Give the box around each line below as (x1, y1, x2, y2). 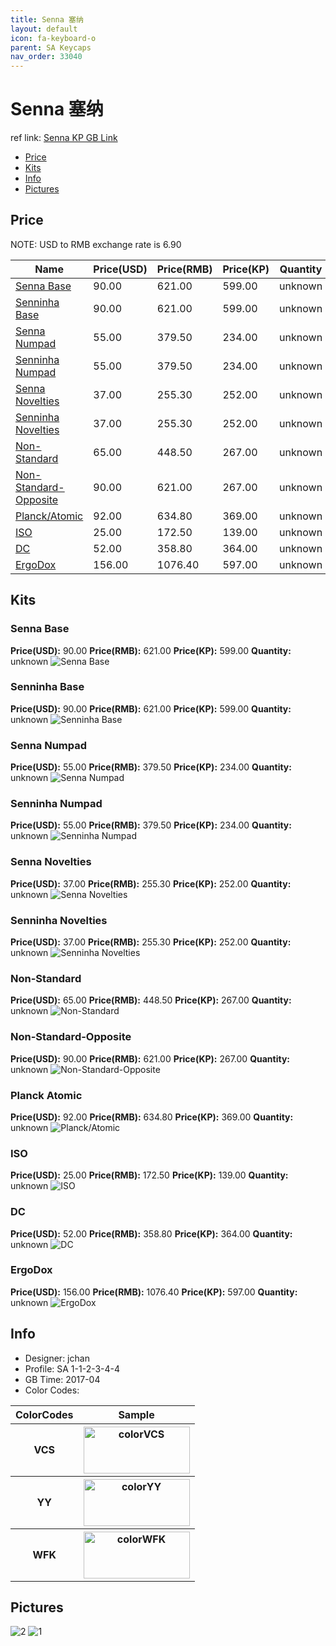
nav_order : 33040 (10, 52, 83, 62)
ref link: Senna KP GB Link (10, 132, 118, 144)
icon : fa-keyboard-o (10, 33, 97, 43)
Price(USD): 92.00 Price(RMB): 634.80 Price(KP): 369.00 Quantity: (10, 1111, 294, 1123)
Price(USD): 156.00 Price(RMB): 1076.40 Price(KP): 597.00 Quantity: (10, 1286, 298, 1298)
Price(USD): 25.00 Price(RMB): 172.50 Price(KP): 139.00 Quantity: (10, 1169, 289, 1181)
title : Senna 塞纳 (10, 14, 84, 25)
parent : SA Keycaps (10, 42, 92, 53)
